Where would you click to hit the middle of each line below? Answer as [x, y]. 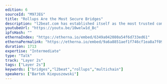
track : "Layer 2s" [24, 60]
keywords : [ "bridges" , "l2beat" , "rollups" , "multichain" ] [64, 70]
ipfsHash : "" [19, 33]
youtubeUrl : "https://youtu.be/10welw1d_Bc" [52, 28]
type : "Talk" [19, 56]
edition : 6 [16, 10]
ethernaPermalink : [24, 42]
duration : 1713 [21, 46]
